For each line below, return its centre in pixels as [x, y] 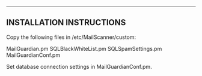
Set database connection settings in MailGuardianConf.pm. [79, 66]
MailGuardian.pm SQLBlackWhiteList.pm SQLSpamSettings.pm [84, 48]
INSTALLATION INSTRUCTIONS [66, 22]
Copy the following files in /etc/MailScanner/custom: [71, 37]
